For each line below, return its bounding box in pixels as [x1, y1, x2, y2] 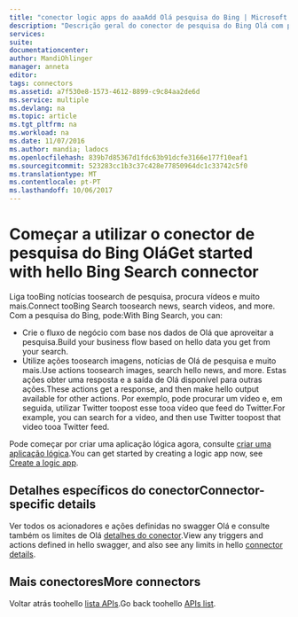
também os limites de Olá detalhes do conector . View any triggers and [9, 529, 263, 541]
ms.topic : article [9, 112, 77, 121]
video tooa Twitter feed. [21, 421, 110, 432]
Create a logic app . [9, 457, 79, 468]
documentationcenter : [9, 46, 90, 55]
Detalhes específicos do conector [9, 483, 200, 498]
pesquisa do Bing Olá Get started [9, 243, 254, 263]
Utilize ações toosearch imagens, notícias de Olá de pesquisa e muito [21, 355, 277, 366]
